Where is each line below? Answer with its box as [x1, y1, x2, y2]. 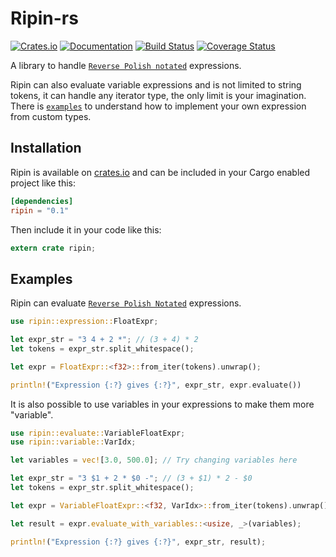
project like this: [10, 177, 76, 189]
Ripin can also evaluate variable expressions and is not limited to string [10, 78, 302, 91]
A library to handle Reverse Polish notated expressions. [10, 59, 242, 71]
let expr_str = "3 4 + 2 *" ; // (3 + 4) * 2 [10, 335, 199, 345]
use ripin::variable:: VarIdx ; [10, 437, 137, 447]
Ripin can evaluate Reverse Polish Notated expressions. [10, 297, 242, 309]
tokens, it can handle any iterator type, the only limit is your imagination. [10, 89, 307, 101]
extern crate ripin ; [10, 243, 97, 253]
